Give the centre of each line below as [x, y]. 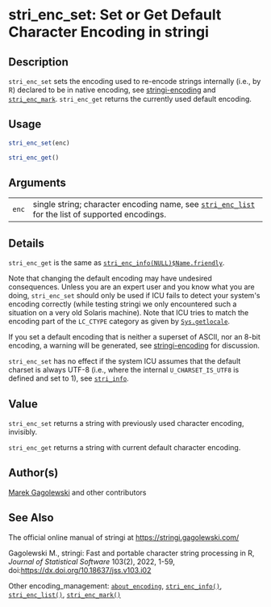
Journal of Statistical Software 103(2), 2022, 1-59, [92, 561]
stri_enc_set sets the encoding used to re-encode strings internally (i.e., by [135, 81]
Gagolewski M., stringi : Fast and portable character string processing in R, [131, 553]
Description [38, 62]
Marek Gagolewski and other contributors [77, 492]
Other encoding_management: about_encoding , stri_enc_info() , [115, 586]
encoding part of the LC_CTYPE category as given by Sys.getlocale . [119, 322]
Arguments [38, 182]
